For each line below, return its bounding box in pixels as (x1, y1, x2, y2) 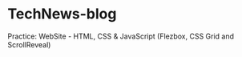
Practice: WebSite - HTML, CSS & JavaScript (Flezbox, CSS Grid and (7, 31, 234, 41)
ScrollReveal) (7, 39, 51, 49)
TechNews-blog (7, 5, 117, 23)
